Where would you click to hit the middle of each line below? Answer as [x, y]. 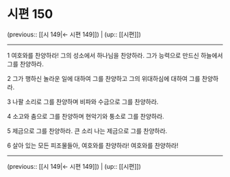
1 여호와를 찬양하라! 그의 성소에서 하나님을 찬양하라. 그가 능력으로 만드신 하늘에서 [115, 55]
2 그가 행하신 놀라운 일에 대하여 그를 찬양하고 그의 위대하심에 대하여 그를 [104, 78]
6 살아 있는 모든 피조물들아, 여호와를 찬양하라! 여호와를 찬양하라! [93, 145]
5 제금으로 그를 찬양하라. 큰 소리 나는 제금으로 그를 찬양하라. [87, 130]
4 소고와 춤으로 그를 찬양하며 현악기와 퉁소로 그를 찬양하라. [86, 116]
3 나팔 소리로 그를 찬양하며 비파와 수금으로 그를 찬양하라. [83, 102]
